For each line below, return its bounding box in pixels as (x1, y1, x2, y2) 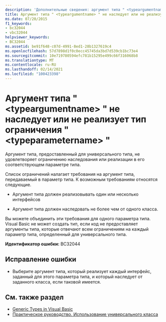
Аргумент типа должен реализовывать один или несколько (12, 191, 139, 197)
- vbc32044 (5, 30, 28, 35)
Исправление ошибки (5, 255, 77, 264)
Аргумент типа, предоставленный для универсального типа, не (5, 151, 140, 157)
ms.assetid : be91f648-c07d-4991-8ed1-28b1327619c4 (5, 44, 112, 49)
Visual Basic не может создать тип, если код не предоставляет (5, 221, 138, 227)
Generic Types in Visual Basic (12, 306, 73, 312)
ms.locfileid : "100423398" (5, 72, 61, 77)
